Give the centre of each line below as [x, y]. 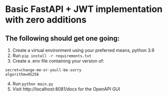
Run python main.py [33, 84]
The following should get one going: [62, 38]
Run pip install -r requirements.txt [52, 55]
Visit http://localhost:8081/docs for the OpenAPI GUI [66, 89]
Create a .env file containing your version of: [58, 61]
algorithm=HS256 [22, 74]
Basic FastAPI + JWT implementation [84, 9]
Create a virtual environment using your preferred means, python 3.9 [83, 50]
